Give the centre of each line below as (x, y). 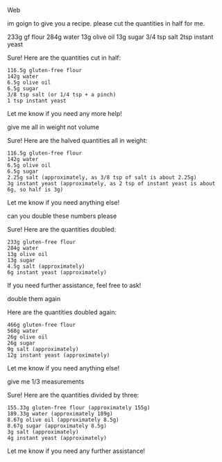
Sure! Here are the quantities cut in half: (64, 58)
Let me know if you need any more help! (65, 113)
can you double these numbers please (62, 216)
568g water (23, 331)
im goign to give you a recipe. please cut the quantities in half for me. (106, 23)
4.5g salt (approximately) (46, 266)
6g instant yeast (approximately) (57, 273)
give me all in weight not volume (53, 127)
